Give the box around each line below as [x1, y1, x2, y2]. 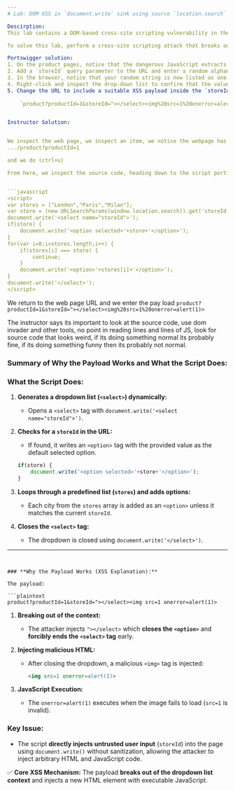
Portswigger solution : [7, 55, 73, 62]
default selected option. [27, 448, 97, 456]
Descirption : [7, 22, 45, 30]
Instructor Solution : [7, 119, 71, 126]
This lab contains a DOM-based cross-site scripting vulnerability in [7, 29, 218, 36]
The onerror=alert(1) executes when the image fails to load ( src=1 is [27, 699, 228, 707]
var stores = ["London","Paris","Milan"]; [7, 201, 133, 209]
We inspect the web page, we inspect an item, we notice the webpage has [7, 138, 227, 145]
